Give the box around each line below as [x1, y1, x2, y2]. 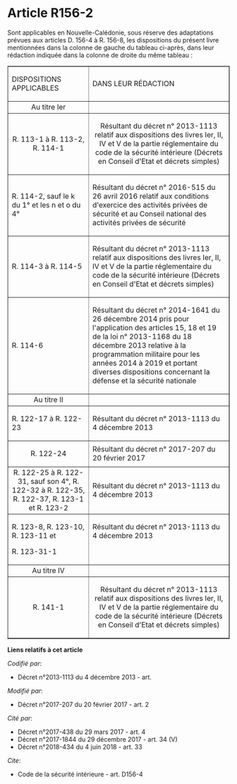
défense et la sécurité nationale [92, 376, 197, 386]
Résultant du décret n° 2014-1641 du [92, 305, 221, 315]
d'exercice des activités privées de [92, 200, 208, 210]
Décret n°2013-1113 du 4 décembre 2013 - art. [17, 672, 152, 681]
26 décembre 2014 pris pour [92, 314, 190, 323]
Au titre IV [32, 565, 65, 575]
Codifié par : [7, 659, 42, 667]
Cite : [7, 756, 21, 764]
